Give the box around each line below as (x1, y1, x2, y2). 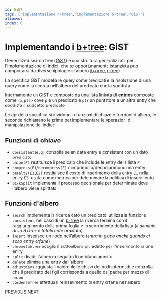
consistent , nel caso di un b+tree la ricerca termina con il (12, 217, 127, 223)
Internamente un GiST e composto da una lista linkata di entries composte (5, 92, 154, 98)
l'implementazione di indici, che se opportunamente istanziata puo (5, 63, 139, 69)
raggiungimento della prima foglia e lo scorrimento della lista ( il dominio (12, 222, 156, 229)
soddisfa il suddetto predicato (5, 103, 65, 108)
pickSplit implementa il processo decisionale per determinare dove (12, 180, 148, 186)
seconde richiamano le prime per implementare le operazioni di (5, 117, 132, 123)
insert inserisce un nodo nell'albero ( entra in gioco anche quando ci (12, 233, 150, 239)
